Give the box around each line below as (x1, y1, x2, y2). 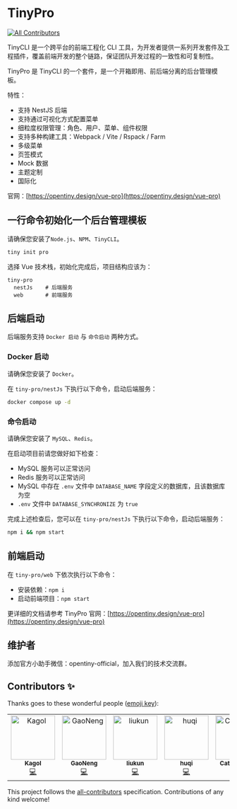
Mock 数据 (17, 159, 49, 167)
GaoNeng (70, 759, 98, 767)
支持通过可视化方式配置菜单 (17, 115, 99, 123)
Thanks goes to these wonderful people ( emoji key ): (7, 699, 159, 708)
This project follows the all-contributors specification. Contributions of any (7, 788, 224, 796)
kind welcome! (7, 795, 50, 804)
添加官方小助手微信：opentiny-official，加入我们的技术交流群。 (7, 660, 191, 668)
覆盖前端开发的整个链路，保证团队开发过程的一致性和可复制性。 (31, 52, 217, 60)
